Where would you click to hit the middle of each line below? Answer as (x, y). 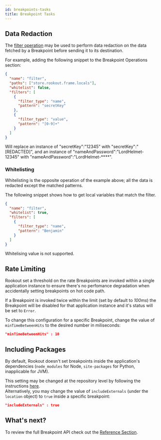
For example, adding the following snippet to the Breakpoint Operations (76, 60)
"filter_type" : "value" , (43, 120)
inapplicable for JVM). (27, 371)
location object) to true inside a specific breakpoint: (58, 396)
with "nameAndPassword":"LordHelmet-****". (66, 157)
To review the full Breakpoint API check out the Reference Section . (72, 432)
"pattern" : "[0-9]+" (39, 124)
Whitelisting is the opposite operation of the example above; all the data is (79, 180)
